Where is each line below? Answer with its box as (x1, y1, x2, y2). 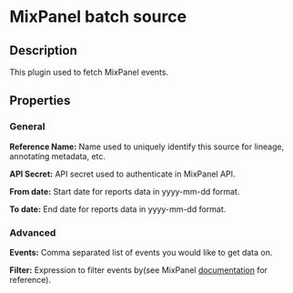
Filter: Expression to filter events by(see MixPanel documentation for (9, 264, 268, 275)
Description (9, 43, 77, 58)
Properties (9, 93, 71, 108)
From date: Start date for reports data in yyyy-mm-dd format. (9, 186, 240, 197)
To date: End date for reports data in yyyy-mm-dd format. (9, 203, 227, 215)
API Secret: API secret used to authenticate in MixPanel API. (9, 168, 236, 179)
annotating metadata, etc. (9, 150, 106, 161)
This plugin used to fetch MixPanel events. (9, 66, 169, 77)
